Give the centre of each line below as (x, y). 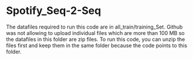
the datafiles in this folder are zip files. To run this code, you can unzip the (96, 39)
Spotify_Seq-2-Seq (54, 11)
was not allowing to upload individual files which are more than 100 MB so (95, 33)
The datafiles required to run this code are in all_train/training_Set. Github (94, 27)
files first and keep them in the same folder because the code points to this (97, 45)
